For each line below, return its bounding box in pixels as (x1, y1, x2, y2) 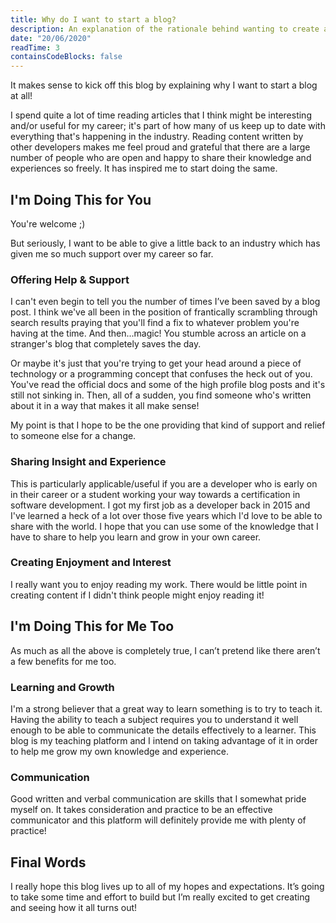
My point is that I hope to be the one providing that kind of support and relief (10, 419, 326, 431)
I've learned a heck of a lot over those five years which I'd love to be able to (10, 509, 323, 521)
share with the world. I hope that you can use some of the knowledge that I (10, 520, 319, 532)
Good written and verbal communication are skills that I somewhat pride (10, 793, 307, 805)
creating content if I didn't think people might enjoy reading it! (10, 589, 265, 601)
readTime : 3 (10, 42, 60, 53)
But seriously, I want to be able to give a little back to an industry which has (10, 237, 321, 249)
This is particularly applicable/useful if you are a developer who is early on (10, 477, 318, 490)
